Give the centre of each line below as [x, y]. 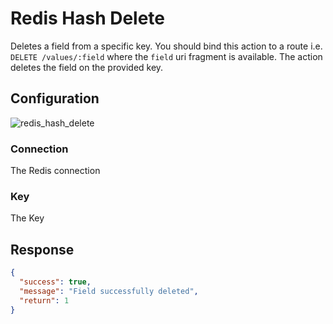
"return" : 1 [44, 300]
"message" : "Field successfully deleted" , [109, 291]
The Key [27, 218]
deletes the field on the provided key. [87, 67]
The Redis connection [55, 171]
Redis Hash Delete [88, 18]
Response [42, 249]
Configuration [55, 98]
